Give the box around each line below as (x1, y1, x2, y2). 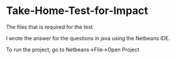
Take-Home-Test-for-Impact (6, 4, 148, 18)
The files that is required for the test (6, 23, 93, 30)
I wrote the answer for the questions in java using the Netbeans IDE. (6, 34, 170, 41)
